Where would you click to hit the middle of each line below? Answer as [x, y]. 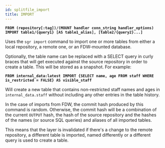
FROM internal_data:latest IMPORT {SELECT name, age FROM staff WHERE [80, 76]
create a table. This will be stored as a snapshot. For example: [68, 67]
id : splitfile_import [27, 10]
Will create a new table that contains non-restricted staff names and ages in [82, 89]
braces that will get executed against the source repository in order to [76, 61]
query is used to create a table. [37, 140]
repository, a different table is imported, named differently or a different [78, 135]
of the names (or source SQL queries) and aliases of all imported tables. [79, 120]
